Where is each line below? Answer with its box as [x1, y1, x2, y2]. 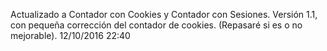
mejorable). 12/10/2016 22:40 [10, 30, 131, 41]
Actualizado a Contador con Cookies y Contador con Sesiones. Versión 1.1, [10, 9, 318, 20]
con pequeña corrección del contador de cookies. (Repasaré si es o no [10, 19, 303, 31]
